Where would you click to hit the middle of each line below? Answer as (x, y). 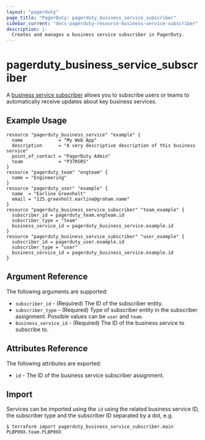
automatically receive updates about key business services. (82, 102)
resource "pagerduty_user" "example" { (57, 188)
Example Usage (37, 121)
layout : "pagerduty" (33, 12)
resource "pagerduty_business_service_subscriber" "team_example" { (95, 210)
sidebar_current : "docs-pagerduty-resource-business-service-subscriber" (102, 23)
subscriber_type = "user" (45, 247)
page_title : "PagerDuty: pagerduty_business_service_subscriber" (91, 18)
